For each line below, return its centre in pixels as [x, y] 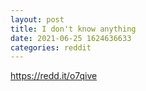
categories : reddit [51, 47]
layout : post [37, 19]
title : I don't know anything [73, 29]
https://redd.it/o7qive [54, 76]
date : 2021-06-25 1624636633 [71, 38]
